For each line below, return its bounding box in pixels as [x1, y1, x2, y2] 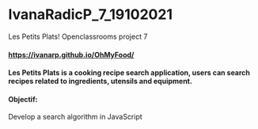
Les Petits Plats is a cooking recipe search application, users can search [8, 68, 251, 78]
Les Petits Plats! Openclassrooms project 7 [8, 32, 148, 41]
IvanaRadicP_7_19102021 [8, 6, 173, 24]
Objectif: [8, 94, 38, 104]
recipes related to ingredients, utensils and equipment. [8, 77, 192, 86]
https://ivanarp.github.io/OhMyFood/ [8, 50, 135, 59]
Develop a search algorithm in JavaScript [8, 112, 142, 122]
